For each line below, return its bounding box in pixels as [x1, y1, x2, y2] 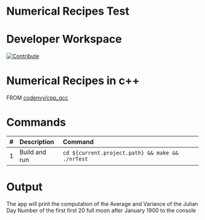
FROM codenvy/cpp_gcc [6, 94, 68, 101]
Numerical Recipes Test [6, 4, 129, 18]
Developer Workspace [6, 32, 122, 46]
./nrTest [63, 156, 88, 163]
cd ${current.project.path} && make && [63, 150, 179, 156]
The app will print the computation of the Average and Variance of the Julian [6, 200, 198, 207]
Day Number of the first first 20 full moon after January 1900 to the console [6, 207, 196, 214]
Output [6, 180, 43, 194]
